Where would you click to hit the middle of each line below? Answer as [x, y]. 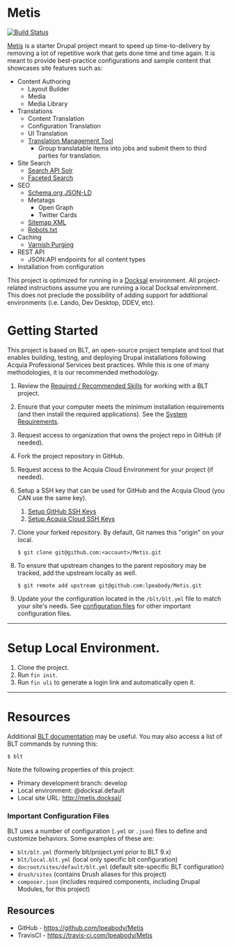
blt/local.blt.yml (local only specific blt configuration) [97, 859]
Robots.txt [42, 230]
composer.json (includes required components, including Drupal [109, 882]
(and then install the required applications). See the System [102, 414]
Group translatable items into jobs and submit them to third [122, 148]
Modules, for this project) [54, 889]
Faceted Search [50, 178]
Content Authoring [44, 81]
